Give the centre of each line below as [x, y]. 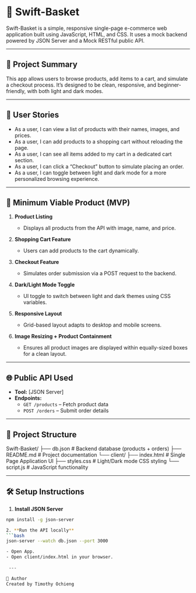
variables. [35, 302]
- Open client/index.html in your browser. [60, 557]
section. [24, 160]
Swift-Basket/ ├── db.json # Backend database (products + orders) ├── [94, 448]
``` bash [15, 536]
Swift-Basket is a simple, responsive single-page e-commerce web [87, 28]
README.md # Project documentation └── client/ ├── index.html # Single [96, 455]
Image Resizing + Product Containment [63, 337]
